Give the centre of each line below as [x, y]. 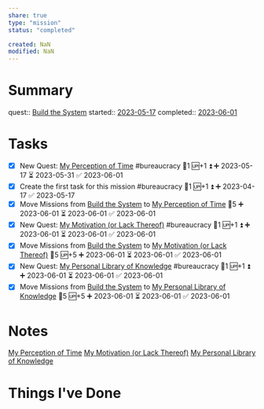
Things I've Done [65, 393]
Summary [40, 90]
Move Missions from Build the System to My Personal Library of [123, 287]
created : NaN [29, 44]
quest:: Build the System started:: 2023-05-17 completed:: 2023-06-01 [123, 112]
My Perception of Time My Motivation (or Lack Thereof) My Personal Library [132, 353]
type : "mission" [35, 23]
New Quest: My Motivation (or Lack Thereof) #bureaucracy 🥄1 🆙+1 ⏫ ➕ [135, 225]
